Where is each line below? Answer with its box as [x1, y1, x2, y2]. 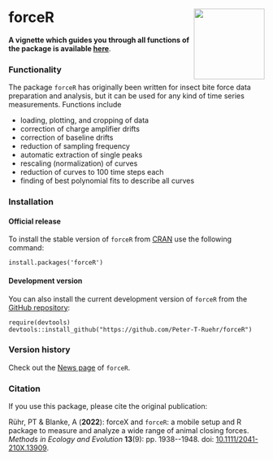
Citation [8, 383, 41, 394]
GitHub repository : [8, 302, 71, 312]
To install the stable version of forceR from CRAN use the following [8, 234, 232, 244]
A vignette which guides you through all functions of [8, 35, 189, 45]
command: [8, 243, 45, 253]
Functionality [8, 63, 63, 75]
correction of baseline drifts [19, 132, 114, 142]
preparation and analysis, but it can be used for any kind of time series [8, 91, 245, 101]
